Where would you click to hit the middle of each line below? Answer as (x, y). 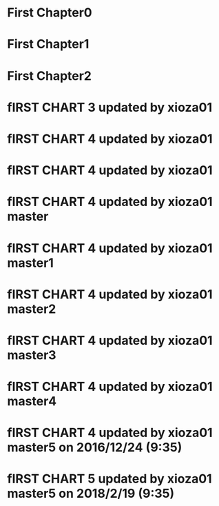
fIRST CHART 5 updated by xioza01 (109, 479)
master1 (30, 263)
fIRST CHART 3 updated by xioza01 (110, 107)
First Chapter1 (48, 44)
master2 (32, 309)
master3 (32, 355)
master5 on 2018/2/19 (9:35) (91, 494)
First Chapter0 (50, 13)
